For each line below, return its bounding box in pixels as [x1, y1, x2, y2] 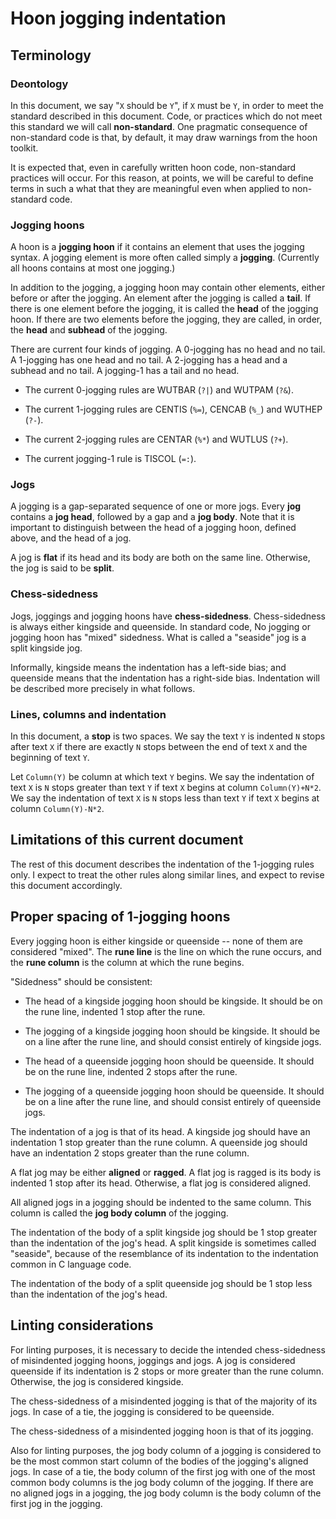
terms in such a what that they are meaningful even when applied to [10, 182, 290, 194]
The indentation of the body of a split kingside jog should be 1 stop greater [10, 1226, 318, 1238]
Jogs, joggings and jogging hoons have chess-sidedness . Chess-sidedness [10, 610, 326, 622]
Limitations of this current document [10, 832, 244, 849]
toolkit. [10, 142, 39, 154]
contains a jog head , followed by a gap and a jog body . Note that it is [10, 511, 295, 523]
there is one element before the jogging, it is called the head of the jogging [10, 303, 319, 315]
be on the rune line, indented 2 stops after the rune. [24, 1065, 238, 1077]
